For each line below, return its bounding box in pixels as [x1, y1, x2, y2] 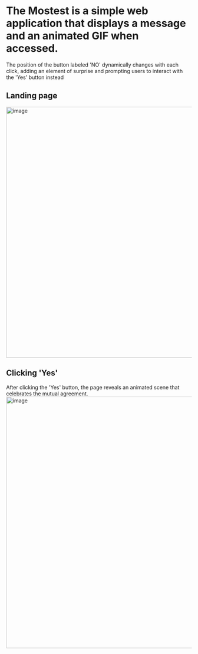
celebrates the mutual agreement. [6, 390, 88, 397]
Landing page [6, 91, 58, 101]
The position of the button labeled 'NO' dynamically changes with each [6, 61, 179, 68]
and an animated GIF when [6, 29, 139, 42]
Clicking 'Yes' [6, 368, 58, 378]
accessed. [6, 42, 58, 55]
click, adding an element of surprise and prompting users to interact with [6, 67, 183, 74]
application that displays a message [6, 16, 186, 30]
